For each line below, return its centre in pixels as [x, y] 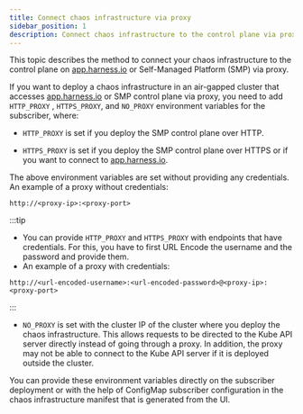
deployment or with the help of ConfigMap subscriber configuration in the [147, 390]
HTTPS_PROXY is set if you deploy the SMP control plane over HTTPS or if [155, 150]
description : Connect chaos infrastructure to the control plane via [143, 34]
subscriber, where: [44, 116]
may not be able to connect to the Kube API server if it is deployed [145, 354]
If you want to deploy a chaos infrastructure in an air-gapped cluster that [144, 87]
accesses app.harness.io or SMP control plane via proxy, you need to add [146, 96]
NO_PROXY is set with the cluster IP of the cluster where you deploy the [151, 325]
